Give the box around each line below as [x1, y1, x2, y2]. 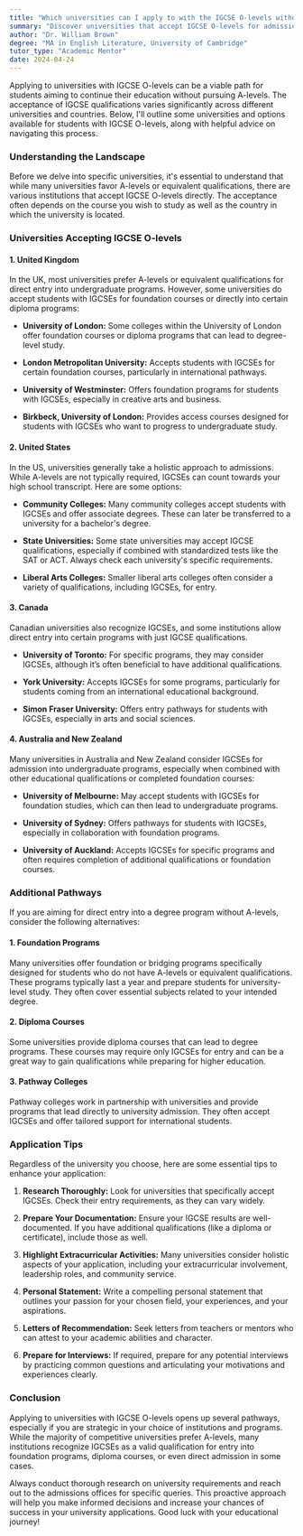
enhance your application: [9, 1168, 106, 1179]
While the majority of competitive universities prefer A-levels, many [9, 1431, 260, 1442]
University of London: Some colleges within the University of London [22, 321, 282, 331]
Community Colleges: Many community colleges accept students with [22, 498, 287, 509]
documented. [22, 1223, 72, 1233]
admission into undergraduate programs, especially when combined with [9, 764, 280, 775]
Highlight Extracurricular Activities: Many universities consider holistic [22, 1250, 289, 1261]
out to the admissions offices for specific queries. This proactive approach [9, 1487, 287, 1498]
